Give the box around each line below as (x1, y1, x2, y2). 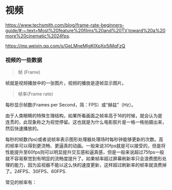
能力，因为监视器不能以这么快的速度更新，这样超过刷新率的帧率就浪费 (14, 162, 162, 168)
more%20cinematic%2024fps (5, 33, 69, 39)
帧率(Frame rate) (17, 91, 54, 97)
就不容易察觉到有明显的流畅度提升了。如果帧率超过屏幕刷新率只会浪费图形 (5, 156, 162, 162)
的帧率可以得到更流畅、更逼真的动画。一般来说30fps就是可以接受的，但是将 (5, 143, 166, 149)
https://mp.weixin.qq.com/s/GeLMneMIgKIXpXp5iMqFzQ (5, 43, 125, 49)
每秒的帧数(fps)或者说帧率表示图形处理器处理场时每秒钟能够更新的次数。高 (5, 136, 164, 142)
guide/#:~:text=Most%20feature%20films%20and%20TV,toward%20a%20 (5, 27, 166, 33)
